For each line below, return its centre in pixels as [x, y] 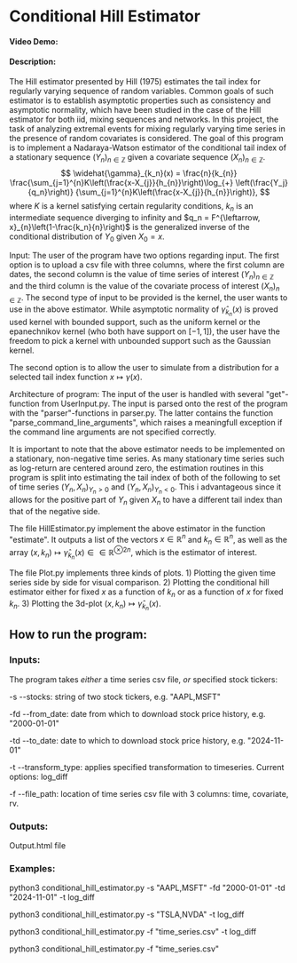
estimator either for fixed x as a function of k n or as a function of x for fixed [146, 593]
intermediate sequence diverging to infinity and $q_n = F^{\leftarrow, [135, 217]
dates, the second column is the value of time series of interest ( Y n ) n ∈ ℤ [142, 275]
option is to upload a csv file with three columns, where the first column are [147, 265]
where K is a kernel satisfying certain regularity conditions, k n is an [132, 207]
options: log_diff [39, 776]
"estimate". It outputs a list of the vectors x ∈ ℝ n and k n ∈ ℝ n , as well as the [148, 540]
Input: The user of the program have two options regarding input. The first [144, 256]
